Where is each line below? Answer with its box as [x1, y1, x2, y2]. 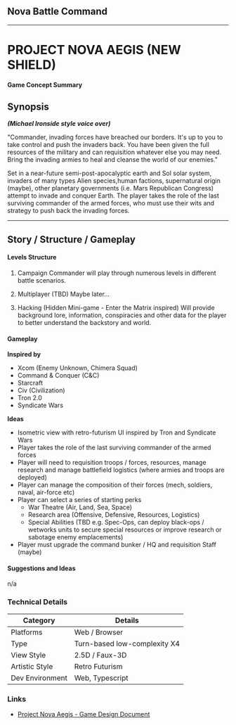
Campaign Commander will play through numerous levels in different [17, 269, 216, 277]
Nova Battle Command [7, 6, 107, 18]
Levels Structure [7, 253, 57, 262]
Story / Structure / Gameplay [7, 233, 136, 245]
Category [22, 615, 55, 625]
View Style [11, 650, 46, 660]
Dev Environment [11, 673, 68, 683]
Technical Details [7, 597, 68, 607]
